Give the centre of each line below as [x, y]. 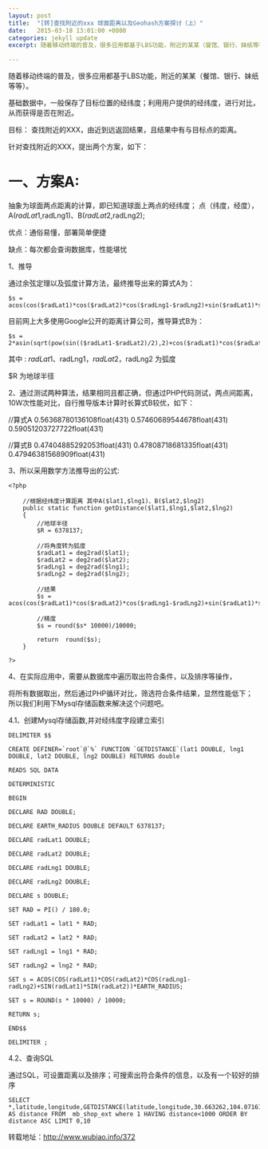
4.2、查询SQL [31, 1058]
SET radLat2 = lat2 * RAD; [53, 938]
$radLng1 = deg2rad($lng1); [83, 567]
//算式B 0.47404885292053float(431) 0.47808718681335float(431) [118, 445]
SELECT [19, 1100]
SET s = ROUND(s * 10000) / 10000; [67, 1001]
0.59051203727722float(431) [56, 429]
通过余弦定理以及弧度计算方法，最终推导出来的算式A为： [102, 283]
